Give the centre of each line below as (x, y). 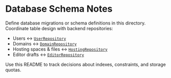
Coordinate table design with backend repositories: (59, 28)
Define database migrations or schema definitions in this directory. (76, 23)
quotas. (13, 70)
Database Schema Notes (59, 9)
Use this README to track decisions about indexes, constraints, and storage (86, 64)
